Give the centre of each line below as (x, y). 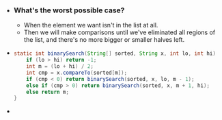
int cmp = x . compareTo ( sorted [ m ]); (77, 73)
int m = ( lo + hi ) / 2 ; (60, 67)
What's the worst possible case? (69, 10)
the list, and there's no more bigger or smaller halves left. (104, 40)
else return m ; (48, 92)
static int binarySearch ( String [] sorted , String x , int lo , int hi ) (115, 53)
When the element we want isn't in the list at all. (91, 25)
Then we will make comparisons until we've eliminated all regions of (120, 32)
